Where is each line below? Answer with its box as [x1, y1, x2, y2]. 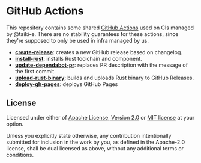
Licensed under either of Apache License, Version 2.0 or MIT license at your [6, 114, 195, 121]
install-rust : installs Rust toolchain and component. [14, 55, 142, 62]
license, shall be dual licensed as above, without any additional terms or [6, 144, 184, 152]
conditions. [6, 151, 34, 158]
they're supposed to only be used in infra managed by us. [6, 37, 149, 44]
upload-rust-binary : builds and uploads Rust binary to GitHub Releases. [14, 74, 194, 81]
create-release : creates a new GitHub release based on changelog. [14, 48, 183, 55]
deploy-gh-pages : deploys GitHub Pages [14, 80, 118, 88]
